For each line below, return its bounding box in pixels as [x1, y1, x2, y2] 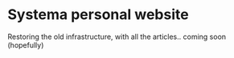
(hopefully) [7, 40, 44, 49]
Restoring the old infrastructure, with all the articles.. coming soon [7, 32, 227, 41]
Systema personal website [7, 6, 190, 24]
